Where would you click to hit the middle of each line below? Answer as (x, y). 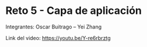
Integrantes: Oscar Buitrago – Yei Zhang (54, 27)
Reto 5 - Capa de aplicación (73, 11)
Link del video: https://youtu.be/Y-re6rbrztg (58, 38)
